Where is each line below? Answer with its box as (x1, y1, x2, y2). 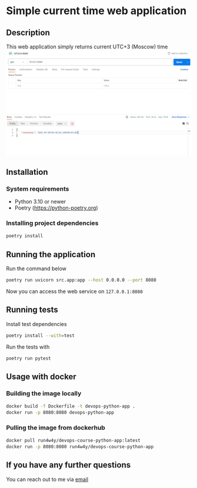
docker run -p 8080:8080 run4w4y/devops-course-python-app (6, 444, 154, 450)
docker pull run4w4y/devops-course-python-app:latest (6, 437, 141, 444)
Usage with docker (6, 371, 76, 381)
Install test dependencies (6, 320, 67, 327)
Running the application (6, 249, 96, 260)
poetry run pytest (6, 355, 51, 361)
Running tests (6, 305, 59, 315)
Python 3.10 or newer (14, 198, 66, 205)
